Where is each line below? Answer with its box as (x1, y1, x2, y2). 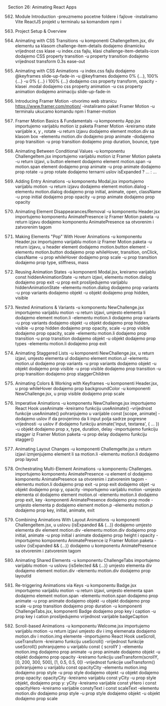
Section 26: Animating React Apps (8, 4, 77, 10)
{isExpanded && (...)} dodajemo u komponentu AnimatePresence (27, 543, 157, 548)
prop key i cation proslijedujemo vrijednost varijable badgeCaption (15, 614, 148, 619)
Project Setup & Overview (15, 28, 67, 34)
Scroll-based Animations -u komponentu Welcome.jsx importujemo (15, 623, 150, 629)
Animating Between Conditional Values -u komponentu (15, 148, 125, 154)
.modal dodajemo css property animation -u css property (28, 83, 143, 89)
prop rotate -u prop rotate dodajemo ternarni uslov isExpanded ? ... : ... (15, 169, 157, 175)
